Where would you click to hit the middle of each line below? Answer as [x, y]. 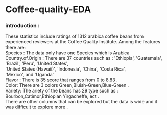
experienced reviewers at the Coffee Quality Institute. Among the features [83, 42]
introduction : [22, 26]
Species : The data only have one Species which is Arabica [67, 53]
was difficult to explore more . [37, 107]
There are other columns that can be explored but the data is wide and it [81, 102]
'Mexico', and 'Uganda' [30, 75]
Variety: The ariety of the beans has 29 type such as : [62, 91]
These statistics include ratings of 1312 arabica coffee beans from [75, 36]
